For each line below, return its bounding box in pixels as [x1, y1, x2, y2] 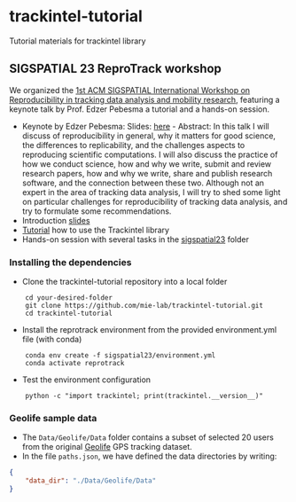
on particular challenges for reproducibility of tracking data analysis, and [21, 196, 288, 207]
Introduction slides [21, 215, 90, 225]
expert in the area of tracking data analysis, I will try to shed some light [21, 186, 281, 197]
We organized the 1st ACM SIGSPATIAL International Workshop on [9, 84, 251, 95]
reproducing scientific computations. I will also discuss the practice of [21, 149, 278, 160]
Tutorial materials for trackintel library [9, 35, 146, 46]
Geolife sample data [9, 412, 97, 424]
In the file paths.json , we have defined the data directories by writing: [21, 451, 277, 462]
